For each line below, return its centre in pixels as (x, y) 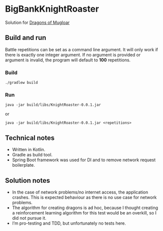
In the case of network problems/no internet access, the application (80, 192)
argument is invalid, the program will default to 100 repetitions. (68, 60)
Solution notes (27, 181)
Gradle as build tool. (32, 155)
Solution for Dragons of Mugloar (37, 22)
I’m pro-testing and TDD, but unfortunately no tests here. (69, 223)
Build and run (26, 38)
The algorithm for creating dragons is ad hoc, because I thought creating (85, 208)
